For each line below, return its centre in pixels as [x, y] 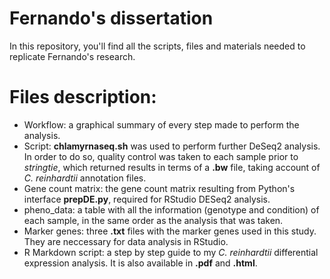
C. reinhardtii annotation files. [85, 178]
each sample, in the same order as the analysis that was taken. [153, 220]
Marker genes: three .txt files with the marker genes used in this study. [170, 231]
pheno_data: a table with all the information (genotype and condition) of [171, 209]
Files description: [83, 97]
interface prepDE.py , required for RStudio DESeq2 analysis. [147, 199]
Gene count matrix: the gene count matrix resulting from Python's [159, 188]
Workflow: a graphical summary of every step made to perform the [161, 124]
